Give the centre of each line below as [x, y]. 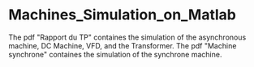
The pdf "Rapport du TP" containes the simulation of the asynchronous [127, 37]
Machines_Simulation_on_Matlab [123, 15]
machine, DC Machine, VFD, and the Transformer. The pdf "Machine [123, 45]
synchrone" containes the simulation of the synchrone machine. [115, 54]
